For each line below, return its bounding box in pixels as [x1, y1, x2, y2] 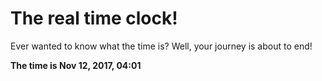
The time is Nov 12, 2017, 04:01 [10, 59, 142, 71]
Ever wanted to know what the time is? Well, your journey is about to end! [10, 40, 313, 52]
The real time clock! [10, 7, 178, 30]
